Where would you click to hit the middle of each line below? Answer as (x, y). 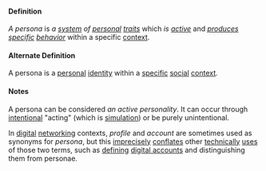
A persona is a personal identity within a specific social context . (113, 73)
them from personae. (43, 158)
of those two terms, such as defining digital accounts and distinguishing (127, 150)
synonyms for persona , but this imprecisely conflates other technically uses (133, 141)
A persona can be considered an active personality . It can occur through (128, 109)
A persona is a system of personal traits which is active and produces (123, 29)
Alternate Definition (42, 55)
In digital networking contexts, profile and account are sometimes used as (130, 133)
